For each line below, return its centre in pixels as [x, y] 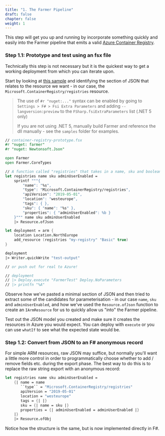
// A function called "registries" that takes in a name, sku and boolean [83, 172]
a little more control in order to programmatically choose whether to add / [79, 358]
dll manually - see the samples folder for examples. [68, 131]
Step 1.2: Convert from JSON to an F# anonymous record [74, 343]
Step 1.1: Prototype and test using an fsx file [58, 56]
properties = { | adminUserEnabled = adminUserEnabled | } [80, 410]
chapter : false [21, 19]
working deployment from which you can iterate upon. [60, 71]
